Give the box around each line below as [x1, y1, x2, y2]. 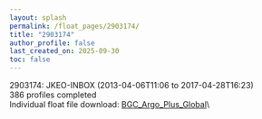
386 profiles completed [9, 89, 97, 100]
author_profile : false [9, 38, 95, 48]
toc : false [9, 55, 51, 64]
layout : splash [9, 13, 67, 23]
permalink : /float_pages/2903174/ [9, 22, 141, 31]
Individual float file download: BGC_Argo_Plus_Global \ [9, 99, 210, 109]
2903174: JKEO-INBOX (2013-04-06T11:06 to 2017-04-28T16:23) [9, 80, 254, 90]
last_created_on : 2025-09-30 [9, 47, 120, 56]
